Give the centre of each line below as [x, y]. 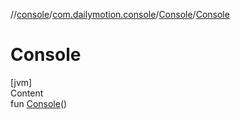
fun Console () [39, 103]
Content [27, 93]
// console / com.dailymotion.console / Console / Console [120, 14]
